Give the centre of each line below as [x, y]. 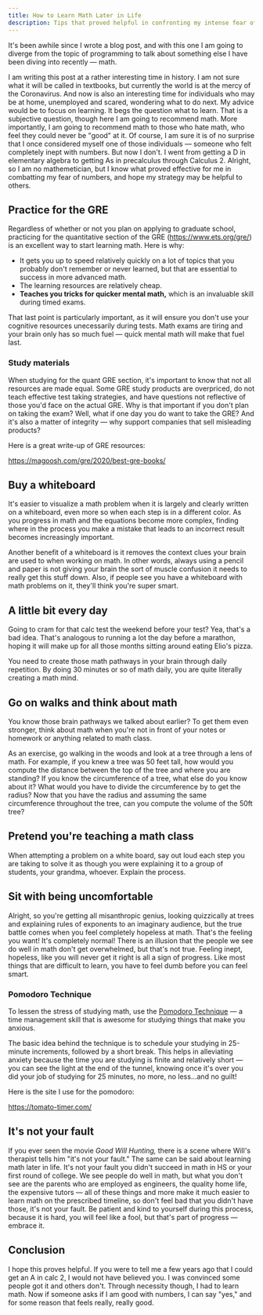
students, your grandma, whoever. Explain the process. [97, 872]
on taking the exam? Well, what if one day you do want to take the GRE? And [131, 413]
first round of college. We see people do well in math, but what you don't [126, 1175]
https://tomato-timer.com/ [50, 1106]
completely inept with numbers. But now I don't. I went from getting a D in [127, 152]
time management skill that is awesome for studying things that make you [126, 1019]
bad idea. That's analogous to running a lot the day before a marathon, [122, 638]
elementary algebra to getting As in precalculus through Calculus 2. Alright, [130, 160]
